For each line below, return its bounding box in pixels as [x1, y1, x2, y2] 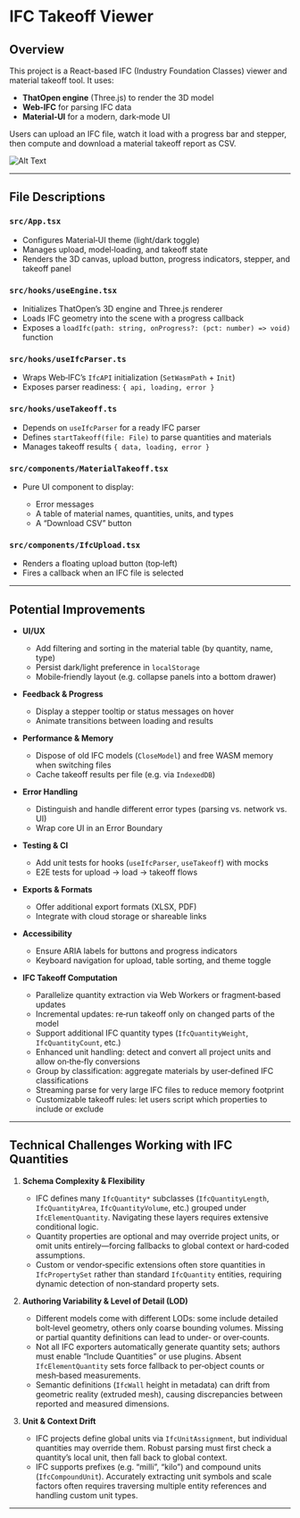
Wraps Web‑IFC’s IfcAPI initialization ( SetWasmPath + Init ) [21, 373, 236, 383]
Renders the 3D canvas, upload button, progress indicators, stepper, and [21, 253, 290, 264]
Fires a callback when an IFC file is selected [21, 567, 185, 578]
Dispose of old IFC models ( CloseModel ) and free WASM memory [35, 750, 274, 760]
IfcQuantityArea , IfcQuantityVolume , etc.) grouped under [35, 1202, 247, 1212]
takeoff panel [21, 263, 71, 273]
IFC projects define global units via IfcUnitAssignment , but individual [35, 1432, 287, 1444]
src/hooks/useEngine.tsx [9, 285, 118, 296]
